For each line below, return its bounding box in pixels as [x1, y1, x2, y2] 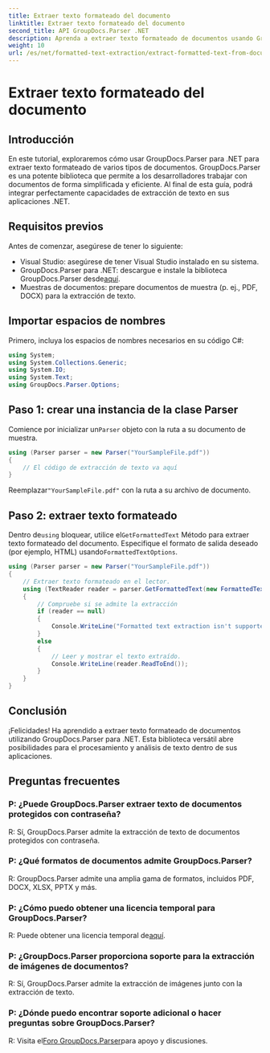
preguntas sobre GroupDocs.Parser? [8, 1018, 155, 1029]
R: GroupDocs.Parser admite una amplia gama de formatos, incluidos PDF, [8, 873, 255, 884]
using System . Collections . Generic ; [8, 358, 128, 366]
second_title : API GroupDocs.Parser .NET [8, 27, 149, 35]
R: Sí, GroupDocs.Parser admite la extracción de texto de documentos [8, 826, 240, 836]
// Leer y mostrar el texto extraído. [51, 652, 182, 660]
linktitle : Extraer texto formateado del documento [8, 19, 185, 27]
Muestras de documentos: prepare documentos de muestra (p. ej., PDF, [19, 282, 259, 292]
